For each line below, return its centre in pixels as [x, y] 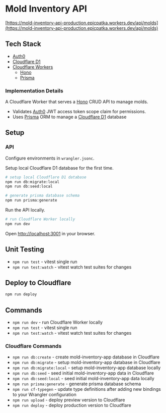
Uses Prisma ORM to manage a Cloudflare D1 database [69, 117]
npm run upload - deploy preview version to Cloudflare [69, 400]
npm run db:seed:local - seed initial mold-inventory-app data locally [83, 379]
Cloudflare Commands [33, 346]
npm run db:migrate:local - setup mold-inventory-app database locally [87, 368]
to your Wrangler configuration [44, 395]
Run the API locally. [25, 210]
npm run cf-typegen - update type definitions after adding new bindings [87, 389]
